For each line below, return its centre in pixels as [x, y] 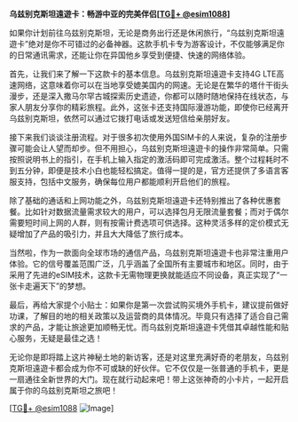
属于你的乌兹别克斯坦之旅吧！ [63, 390]
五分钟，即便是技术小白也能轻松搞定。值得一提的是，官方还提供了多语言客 [153, 171]
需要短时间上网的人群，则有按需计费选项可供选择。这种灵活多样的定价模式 [145, 223]
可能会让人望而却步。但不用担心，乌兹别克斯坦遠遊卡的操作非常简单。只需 [153, 148]
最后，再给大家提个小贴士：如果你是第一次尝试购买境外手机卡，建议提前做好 [149, 305]
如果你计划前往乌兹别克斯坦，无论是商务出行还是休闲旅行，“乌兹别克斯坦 [143, 33]
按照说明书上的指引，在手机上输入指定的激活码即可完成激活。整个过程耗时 [145, 159]
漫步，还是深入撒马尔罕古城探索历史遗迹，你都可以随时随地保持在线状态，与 [149, 96]
